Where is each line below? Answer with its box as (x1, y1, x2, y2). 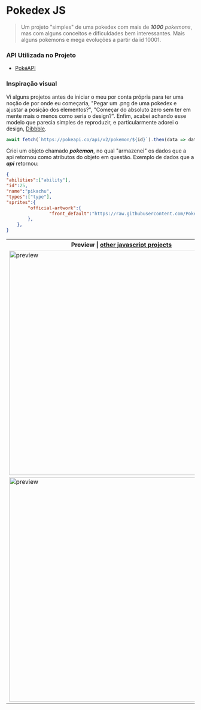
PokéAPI (14, 65, 36, 72)
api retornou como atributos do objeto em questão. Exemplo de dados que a (6, 154, 194, 161)
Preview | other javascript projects (71, 240, 172, 249)
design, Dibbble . (6, 125, 47, 132)
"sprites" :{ (6, 199, 36, 205)
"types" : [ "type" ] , (6, 194, 52, 200)
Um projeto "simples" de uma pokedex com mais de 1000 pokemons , (20, 23, 193, 31)
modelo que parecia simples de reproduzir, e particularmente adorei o (6, 118, 178, 126)
